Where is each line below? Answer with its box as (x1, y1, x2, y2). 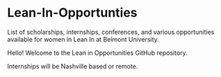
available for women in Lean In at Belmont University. (7, 35, 160, 43)
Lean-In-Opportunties (7, 5, 138, 21)
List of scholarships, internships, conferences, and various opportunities (7, 28, 215, 36)
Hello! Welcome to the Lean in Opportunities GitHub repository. (7, 49, 188, 57)
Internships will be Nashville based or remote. (7, 62, 138, 70)
